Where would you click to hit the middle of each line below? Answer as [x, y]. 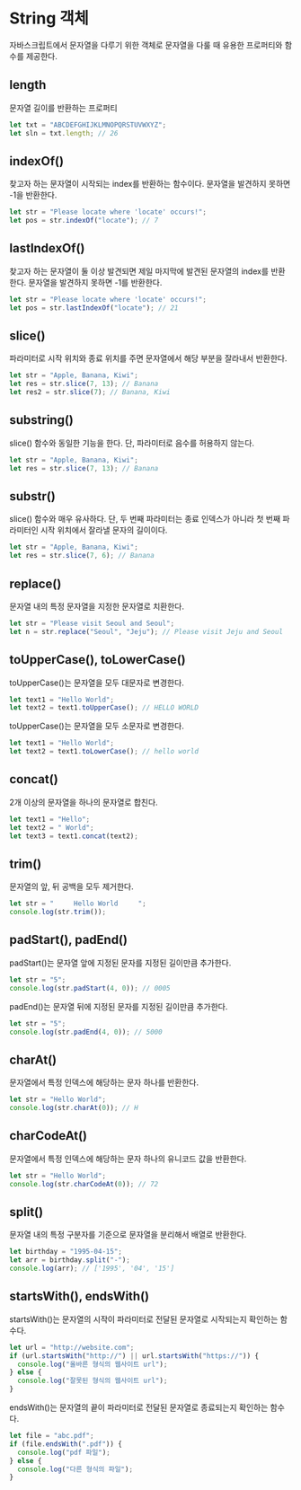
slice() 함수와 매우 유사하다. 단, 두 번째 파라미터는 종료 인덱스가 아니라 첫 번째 [145, 519]
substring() [42, 420]
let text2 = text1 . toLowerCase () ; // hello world [104, 752]
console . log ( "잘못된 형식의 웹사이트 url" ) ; [93, 1381]
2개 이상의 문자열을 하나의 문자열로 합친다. [84, 802]
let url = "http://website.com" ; [72, 1347]
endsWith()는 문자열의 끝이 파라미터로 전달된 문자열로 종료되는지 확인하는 [139, 1407]
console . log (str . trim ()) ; [58, 913]
